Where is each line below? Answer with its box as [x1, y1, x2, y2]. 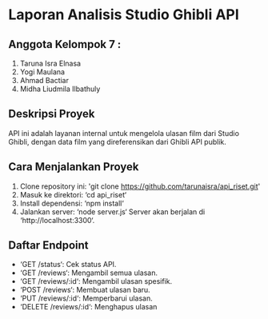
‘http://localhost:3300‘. [19, 215, 95, 225]
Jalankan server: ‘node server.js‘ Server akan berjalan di [19, 206, 206, 217]
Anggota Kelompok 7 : [8, 38, 122, 51]
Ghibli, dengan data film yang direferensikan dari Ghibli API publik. [8, 137, 226, 146]
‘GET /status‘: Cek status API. [19, 260, 117, 269]
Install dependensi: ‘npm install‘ [19, 198, 124, 208]
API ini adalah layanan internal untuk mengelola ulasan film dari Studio [8, 128, 240, 138]
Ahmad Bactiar [19, 76, 70, 85]
